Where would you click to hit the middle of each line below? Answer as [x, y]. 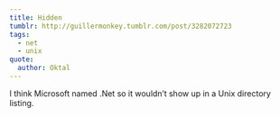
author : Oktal [44, 68]
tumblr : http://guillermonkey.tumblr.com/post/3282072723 [121, 26]
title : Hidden [36, 18]
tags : [19, 34]
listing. [22, 103]
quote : [22, 59]
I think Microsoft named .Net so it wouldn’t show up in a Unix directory [140, 93]
